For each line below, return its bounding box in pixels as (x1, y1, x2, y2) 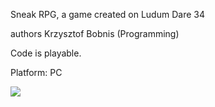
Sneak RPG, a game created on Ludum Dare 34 (10, 9, 205, 20)
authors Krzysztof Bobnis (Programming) (10, 28, 180, 39)
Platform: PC (10, 67, 63, 78)
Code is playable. (10, 47, 82, 59)
